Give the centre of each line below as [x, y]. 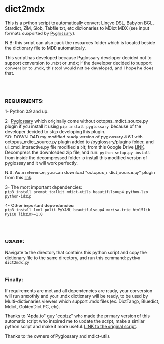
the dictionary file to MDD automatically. [46, 48]
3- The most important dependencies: [44, 187]
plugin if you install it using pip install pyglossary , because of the [73, 126]
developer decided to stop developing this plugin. [55, 132]
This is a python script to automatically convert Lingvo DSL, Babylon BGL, [80, 23]
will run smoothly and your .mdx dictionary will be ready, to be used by [77, 296]
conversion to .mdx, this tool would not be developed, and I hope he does [79, 68]
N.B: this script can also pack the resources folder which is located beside [80, 42]
